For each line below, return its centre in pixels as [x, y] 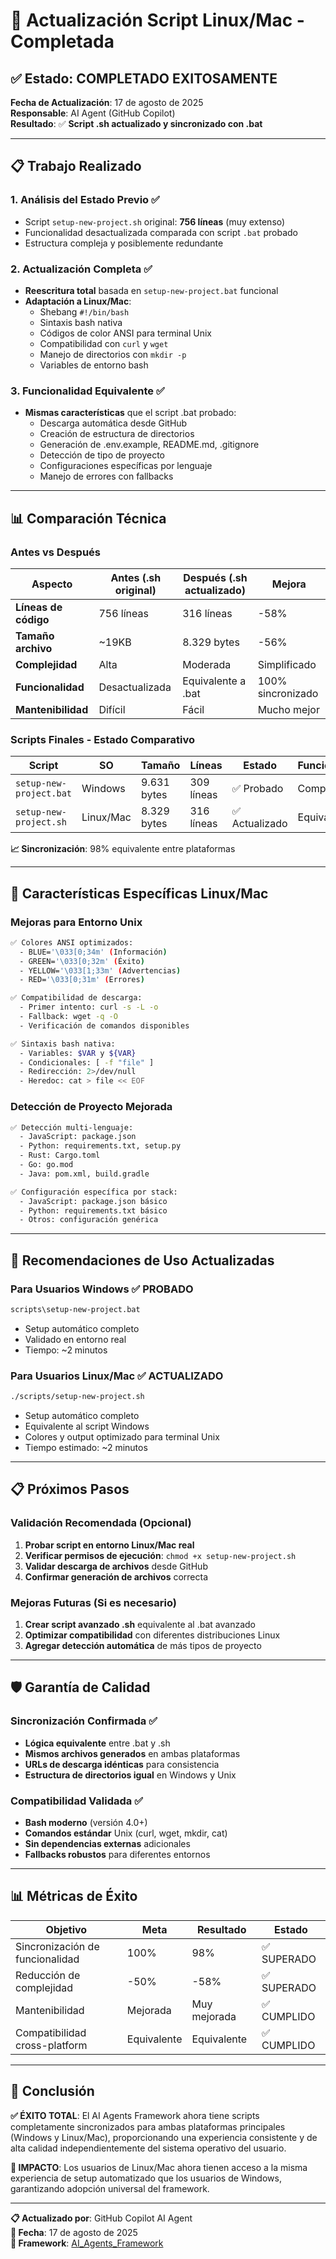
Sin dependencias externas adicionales [107, 1843]
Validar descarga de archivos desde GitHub [116, 1566]
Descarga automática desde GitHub [113, 423]
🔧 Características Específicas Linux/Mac [139, 893]
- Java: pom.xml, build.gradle [84, 1174]
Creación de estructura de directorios [117, 434]
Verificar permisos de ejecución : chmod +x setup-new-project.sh [160, 1555]
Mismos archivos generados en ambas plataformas [132, 1753]
